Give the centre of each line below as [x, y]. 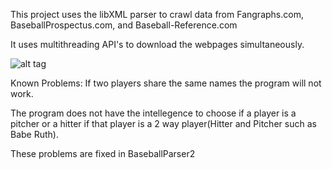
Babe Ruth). [34, 134]
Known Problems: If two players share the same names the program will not [166, 83]
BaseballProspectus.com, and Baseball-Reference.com [124, 25]
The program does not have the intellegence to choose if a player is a [153, 113]
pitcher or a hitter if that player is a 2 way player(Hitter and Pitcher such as [163, 123]
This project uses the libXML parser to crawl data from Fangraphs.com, [157, 14]
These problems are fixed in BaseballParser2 [103, 153]
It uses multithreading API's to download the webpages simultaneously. [157, 44]
